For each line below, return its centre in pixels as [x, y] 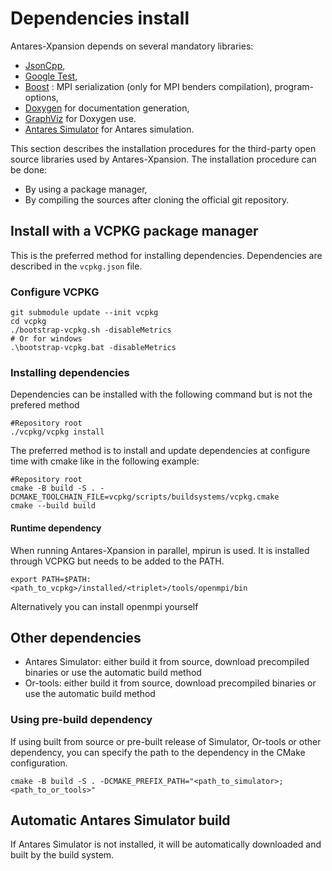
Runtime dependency [56, 528]
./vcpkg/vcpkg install [57, 432]
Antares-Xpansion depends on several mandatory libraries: [132, 46]
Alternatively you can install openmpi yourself [104, 606]
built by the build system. [62, 855]
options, [41, 97]
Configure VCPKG [55, 292]
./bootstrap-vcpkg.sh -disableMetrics [91, 330]
